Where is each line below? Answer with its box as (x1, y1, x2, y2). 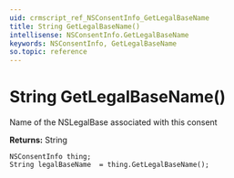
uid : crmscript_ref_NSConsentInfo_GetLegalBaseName (9, 13, 209, 23)
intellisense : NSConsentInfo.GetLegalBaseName (9, 30, 189, 39)
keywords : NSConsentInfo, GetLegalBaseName (9, 38, 178, 48)
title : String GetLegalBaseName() (9, 22, 141, 31)
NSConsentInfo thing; (9, 152, 92, 162)
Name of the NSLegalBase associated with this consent (9, 117, 218, 128)
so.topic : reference (9, 47, 88, 57)
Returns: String (9, 134, 68, 146)
